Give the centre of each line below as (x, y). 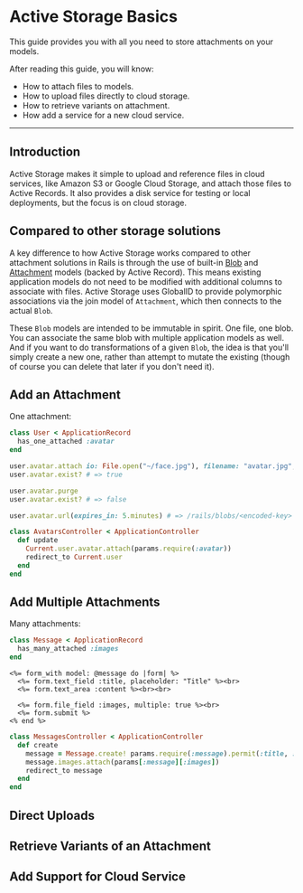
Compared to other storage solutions (115, 231)
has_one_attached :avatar (66, 442)
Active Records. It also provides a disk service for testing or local (130, 193)
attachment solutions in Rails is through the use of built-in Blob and (134, 262)
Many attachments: (45, 624)
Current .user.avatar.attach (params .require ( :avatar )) (129, 549)
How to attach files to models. (78, 86)
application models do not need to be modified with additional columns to (146, 281)
